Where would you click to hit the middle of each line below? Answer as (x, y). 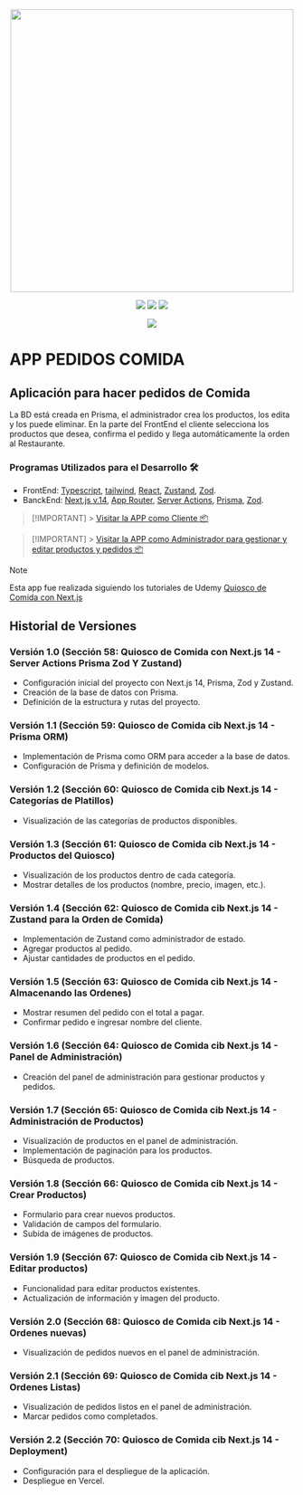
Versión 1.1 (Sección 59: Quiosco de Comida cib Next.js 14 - (142, 725)
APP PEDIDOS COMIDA (97, 360)
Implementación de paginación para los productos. (117, 1151)
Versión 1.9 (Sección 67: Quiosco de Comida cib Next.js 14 (140, 1257)
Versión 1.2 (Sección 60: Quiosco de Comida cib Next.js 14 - (144, 789)
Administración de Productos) (77, 1121)
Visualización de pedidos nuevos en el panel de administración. (141, 1352)
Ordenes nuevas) (48, 1332)
